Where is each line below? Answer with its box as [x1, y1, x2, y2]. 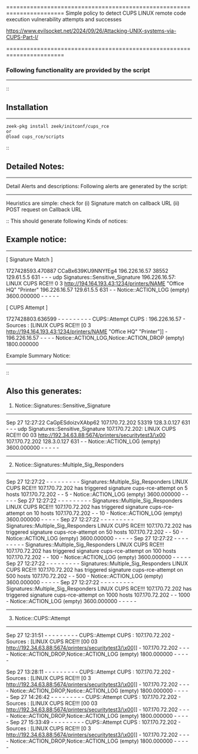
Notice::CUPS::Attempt [14, 614, 71, 621]
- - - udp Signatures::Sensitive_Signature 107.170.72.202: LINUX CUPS [6, 425, 176, 432]
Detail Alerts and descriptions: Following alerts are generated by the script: [6, 182, 188, 189]
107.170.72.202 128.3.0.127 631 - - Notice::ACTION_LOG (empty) [6, 437, 161, 444]
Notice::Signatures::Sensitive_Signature [14, 402, 111, 409]
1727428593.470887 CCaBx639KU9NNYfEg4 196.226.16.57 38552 [6, 267, 169, 274]
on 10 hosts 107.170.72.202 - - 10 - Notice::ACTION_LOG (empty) [26, 510, 183, 517]
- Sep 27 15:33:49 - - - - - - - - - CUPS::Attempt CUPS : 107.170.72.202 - [6, 718, 181, 726]
